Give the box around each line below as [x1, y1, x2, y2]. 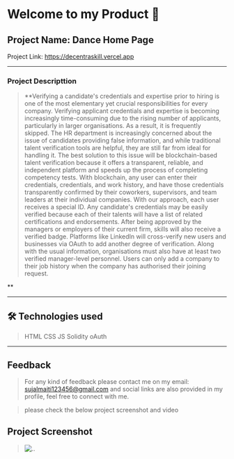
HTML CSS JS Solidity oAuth [24, 332, 107, 341]
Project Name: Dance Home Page [7, 34, 155, 46]
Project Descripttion [7, 76, 77, 86]
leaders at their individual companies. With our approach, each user [24, 195, 219, 204]
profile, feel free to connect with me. [24, 392, 130, 401]
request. [24, 269, 49, 277]
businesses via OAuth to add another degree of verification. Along [24, 240, 214, 248]
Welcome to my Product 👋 [7, 6, 160, 22]
